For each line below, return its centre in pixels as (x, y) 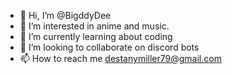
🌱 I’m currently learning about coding (96, 36)
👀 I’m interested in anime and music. (94, 26)
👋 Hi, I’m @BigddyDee (65, 15)
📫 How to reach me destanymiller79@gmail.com (120, 58)
